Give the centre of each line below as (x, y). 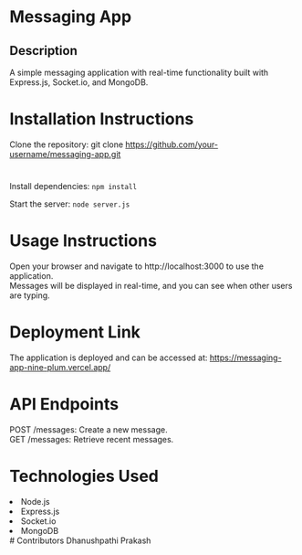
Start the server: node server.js (70, 204)
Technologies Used (84, 476)
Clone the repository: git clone (67, 144)
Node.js (36, 501)
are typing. (30, 295)
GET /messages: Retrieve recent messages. (92, 439)
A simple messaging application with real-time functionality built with (139, 72)
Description (43, 51)
